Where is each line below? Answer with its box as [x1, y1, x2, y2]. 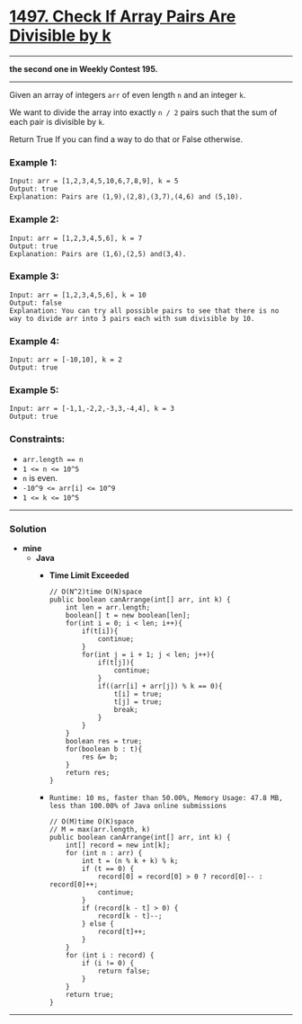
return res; [66, 769, 111, 778]
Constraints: [9, 433, 66, 446]
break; [113, 706, 138, 715]
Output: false [9, 298, 63, 307]
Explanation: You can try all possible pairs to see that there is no [9, 306, 280, 316]
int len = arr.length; [66, 603, 151, 612]
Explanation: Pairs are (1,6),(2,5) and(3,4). [9, 249, 187, 258]
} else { [81, 920, 114, 929]
